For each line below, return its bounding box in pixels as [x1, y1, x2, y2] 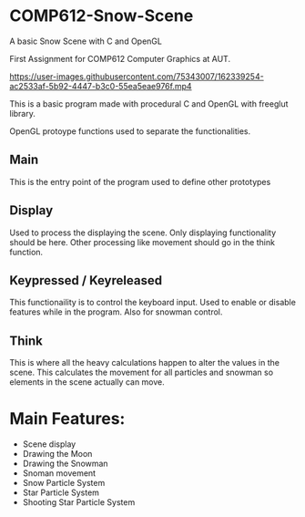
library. [9, 108, 36, 119]
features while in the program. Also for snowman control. [9, 306, 223, 317]
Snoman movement [22, 468, 97, 479]
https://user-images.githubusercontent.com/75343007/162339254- [9, 70, 264, 82]
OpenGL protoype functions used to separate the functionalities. [9, 125, 251, 137]
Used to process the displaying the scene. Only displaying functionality [9, 227, 277, 238]
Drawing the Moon [22, 449, 93, 460]
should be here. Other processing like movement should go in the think [9, 236, 276, 247]
